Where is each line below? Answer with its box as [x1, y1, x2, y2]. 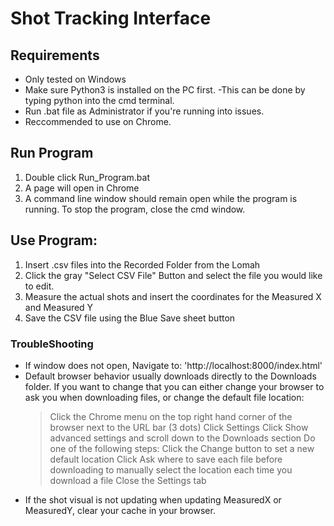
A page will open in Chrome [24, 182, 140, 194]
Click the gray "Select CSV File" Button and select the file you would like [24, 269, 323, 281]
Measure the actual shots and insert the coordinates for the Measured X [24, 290, 322, 302]
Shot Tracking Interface [10, 7, 212, 30]
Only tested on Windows [24, 73, 127, 85]
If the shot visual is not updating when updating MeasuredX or [24, 493, 282, 506]
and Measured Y [24, 301, 94, 313]
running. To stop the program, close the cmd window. [24, 203, 246, 215]
